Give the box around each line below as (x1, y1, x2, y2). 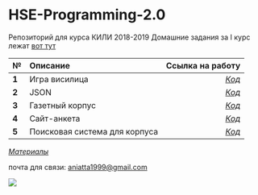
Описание (29, 60, 71, 71)
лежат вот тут (8, 40, 56, 50)
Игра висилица (29, 73, 89, 85)
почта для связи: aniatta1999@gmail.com (8, 162, 148, 172)
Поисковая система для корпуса (29, 126, 159, 137)
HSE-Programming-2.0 (8, 6, 166, 24)
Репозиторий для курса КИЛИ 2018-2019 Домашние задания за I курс (8, 32, 251, 42)
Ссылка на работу (165, 60, 241, 71)
